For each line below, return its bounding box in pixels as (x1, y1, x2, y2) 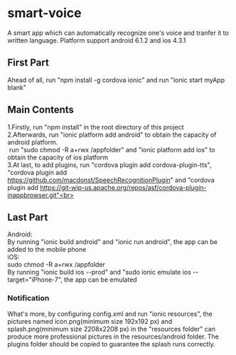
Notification (7, 293, 50, 303)
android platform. (7, 137, 58, 147)
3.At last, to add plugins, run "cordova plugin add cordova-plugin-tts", (7, 160, 212, 169)
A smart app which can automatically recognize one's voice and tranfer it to (7, 28, 229, 37)
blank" (7, 83, 27, 92)
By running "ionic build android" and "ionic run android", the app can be (7, 238, 218, 246)
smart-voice (7, 5, 82, 21)
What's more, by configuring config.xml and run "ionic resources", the (7, 309, 213, 318)
